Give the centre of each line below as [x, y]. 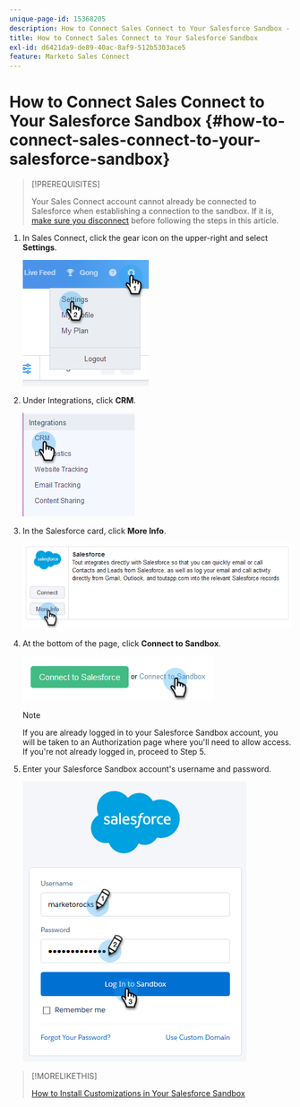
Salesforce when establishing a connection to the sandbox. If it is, [153, 212]
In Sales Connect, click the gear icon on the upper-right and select [145, 238]
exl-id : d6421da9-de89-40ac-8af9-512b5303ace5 [98, 48]
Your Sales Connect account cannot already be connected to [144, 202]
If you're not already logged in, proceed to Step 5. [114, 752]
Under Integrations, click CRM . [79, 401]
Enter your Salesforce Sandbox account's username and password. [146, 769]
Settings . [39, 247]
